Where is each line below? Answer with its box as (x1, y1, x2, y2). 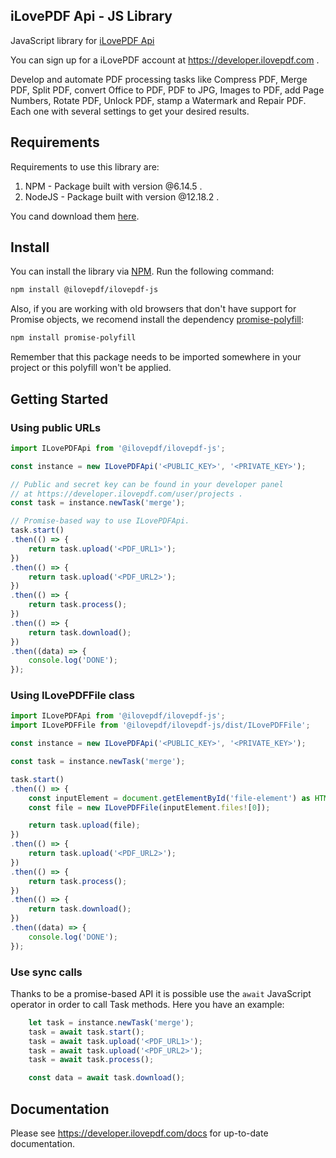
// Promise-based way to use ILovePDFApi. (10, 516, 190, 526)
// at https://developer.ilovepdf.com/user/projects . (10, 489, 244, 499)
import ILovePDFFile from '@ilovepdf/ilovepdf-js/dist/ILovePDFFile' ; (10, 720, 311, 731)
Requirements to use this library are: (10, 160, 160, 173)
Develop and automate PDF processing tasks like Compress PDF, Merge (10, 73, 308, 85)
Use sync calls (10, 965, 83, 979)
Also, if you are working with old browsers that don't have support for (10, 303, 297, 315)
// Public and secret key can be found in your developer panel (10, 479, 284, 489)
